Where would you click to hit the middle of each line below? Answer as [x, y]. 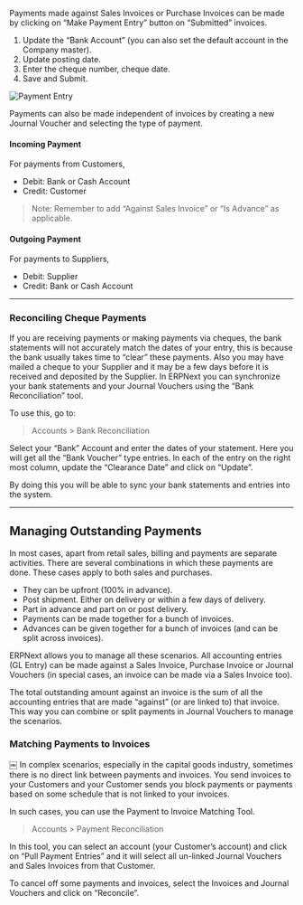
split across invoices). [63, 637]
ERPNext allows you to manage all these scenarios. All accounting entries [146, 655]
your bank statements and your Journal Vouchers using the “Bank [132, 386]
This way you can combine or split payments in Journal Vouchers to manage [151, 711]
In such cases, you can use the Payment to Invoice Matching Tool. [132, 811]
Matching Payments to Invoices [80, 744]
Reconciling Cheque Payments [78, 318]
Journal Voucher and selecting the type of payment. [106, 123]
